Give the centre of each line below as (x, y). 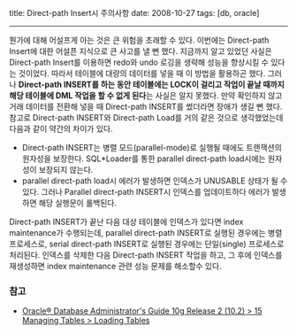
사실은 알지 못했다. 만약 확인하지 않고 (219, 95)
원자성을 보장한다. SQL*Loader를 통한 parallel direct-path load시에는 (144, 159)
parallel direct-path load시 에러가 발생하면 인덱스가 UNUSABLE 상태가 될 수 (155, 181)
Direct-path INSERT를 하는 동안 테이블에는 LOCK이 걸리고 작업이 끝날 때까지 (151, 84)
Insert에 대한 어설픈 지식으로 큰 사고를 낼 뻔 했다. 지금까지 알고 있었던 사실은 (141, 51)
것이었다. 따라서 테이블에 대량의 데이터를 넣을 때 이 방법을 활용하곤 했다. (142, 73)
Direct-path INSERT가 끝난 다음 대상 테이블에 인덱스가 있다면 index (126, 221)
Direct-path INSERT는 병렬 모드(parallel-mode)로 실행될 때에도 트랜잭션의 (152, 148)
